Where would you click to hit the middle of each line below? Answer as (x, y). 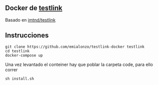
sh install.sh (20, 79)
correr (12, 70)
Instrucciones (27, 36)
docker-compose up (24, 55)
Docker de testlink (34, 8)
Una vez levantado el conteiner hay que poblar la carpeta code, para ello (79, 64)
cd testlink (17, 51)
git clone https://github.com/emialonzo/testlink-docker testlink (75, 47)
